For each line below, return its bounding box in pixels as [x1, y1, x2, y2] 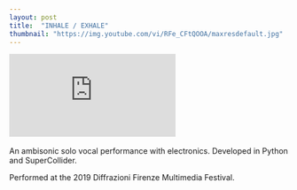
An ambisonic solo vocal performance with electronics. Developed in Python [9, 146, 288, 156]
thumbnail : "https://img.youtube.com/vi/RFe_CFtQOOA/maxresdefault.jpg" [9, 29, 284, 38]
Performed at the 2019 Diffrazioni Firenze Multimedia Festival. [9, 172, 235, 183]
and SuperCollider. [9, 156, 77, 166]
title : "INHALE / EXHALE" [9, 21, 109, 30]
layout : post [9, 12, 58, 22]
